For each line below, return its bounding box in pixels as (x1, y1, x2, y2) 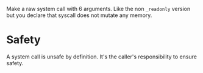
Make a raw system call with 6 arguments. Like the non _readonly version (6, 5, 191, 12)
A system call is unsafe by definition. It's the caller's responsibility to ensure (6, 53, 197, 60)
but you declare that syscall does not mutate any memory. (6, 12, 152, 19)
